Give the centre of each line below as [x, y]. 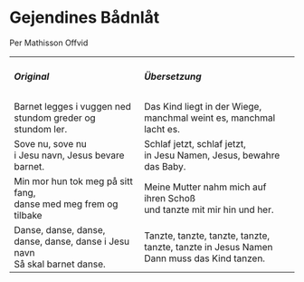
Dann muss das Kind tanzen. [204, 258]
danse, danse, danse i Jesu [72, 241]
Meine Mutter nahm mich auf [205, 187]
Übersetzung [173, 77]
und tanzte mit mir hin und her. [209, 209]
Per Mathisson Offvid [49, 43]
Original [32, 77]
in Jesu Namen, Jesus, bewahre [212, 155]
